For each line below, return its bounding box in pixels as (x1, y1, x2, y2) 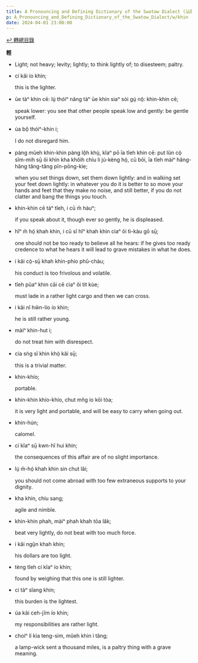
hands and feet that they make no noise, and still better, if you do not (14, 187, 181, 194)
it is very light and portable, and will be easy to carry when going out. (14, 408, 183, 415)
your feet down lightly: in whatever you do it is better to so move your (14, 181, 184, 188)
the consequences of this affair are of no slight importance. (14, 453, 159, 461)
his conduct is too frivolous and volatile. (14, 269, 112, 277)
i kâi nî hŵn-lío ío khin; (14, 304, 70, 311)
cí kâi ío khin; (14, 72, 47, 80)
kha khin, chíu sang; (14, 495, 64, 502)
